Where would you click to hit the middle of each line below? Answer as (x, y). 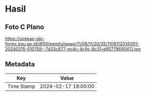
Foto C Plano (25, 27)
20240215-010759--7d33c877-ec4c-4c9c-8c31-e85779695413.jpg (73, 49)
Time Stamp (21, 86)
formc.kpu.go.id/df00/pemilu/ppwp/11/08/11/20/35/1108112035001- (72, 44)
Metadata (20, 64)
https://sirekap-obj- (25, 38)
